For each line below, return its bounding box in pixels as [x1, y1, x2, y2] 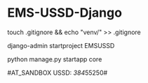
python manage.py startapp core [7, 54, 102, 63]
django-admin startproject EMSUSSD [7, 41, 115, 50]
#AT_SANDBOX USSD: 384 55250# [7, 68, 108, 77]
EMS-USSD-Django [7, 5, 123, 21]
